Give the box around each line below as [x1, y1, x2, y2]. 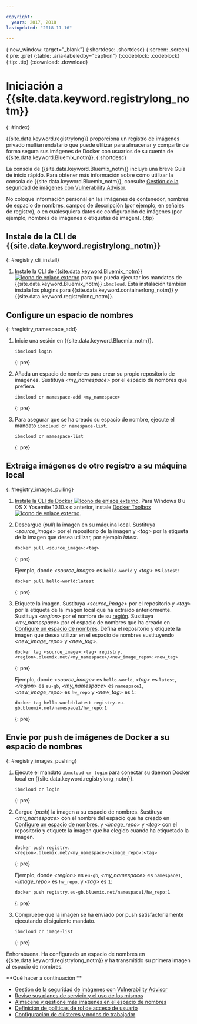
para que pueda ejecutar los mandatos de [81, 274, 182, 281]
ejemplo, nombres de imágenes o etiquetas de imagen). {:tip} [6, 215, 155, 222]
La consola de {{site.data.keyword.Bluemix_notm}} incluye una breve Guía [6, 166, 186, 173]
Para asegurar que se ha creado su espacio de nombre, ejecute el [14, 416, 175, 423]
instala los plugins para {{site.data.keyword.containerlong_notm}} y [14, 287, 178, 294]
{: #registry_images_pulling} [6, 486, 74, 493]
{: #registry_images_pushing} [6, 757, 78, 764]
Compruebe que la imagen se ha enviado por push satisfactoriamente [14, 911, 184, 918]
